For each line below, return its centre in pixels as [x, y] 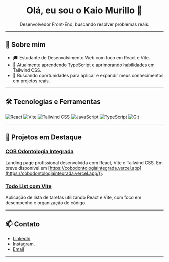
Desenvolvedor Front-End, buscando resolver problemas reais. [84, 24]
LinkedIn [21, 239]
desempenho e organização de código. [46, 203]
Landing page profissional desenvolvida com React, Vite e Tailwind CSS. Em [84, 163]
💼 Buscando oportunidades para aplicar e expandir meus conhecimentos [88, 75]
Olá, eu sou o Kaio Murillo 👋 [84, 10]
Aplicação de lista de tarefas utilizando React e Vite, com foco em [73, 197]
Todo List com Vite [28, 186]
